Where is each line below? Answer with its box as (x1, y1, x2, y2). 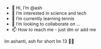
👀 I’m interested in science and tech (11, 10, 87, 16)
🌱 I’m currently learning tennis (11, 16, 75, 21)
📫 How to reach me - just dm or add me (11, 27, 96, 32)
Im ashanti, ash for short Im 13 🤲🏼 (4, 38, 75, 44)
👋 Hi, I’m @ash (11, 5, 43, 11)
